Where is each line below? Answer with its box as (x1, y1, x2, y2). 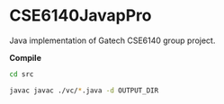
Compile (9, 52, 42, 63)
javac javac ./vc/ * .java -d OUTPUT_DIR (9, 86, 159, 95)
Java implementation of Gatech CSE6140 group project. (9, 35, 216, 46)
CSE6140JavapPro (9, 5, 152, 26)
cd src (9, 69, 34, 79)
